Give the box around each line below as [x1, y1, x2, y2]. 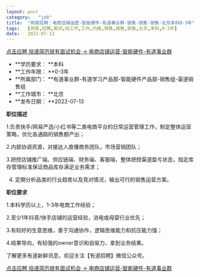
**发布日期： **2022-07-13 [14, 98, 84, 105]
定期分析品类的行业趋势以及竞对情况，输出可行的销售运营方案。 [14, 176, 172, 183]
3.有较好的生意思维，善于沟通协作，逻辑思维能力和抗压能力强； [6, 227, 163, 234]
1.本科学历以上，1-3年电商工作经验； [6, 201, 97, 208]
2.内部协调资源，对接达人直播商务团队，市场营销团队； [6, 144, 142, 151]
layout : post [6, 8, 39, 15]
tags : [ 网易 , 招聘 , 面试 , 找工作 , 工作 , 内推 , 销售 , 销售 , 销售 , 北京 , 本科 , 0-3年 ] [6, 25, 177, 32]
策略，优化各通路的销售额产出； [6, 130, 85, 138]
